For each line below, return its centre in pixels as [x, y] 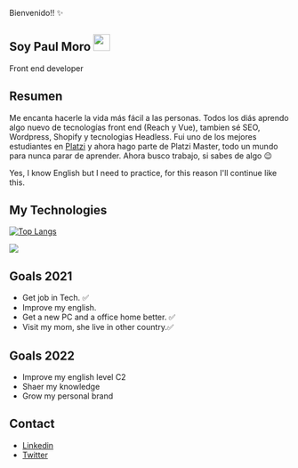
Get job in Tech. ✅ [56, 298]
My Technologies [58, 210]
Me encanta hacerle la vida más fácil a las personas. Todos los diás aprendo [149, 117]
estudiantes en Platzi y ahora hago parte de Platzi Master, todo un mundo [144, 146]
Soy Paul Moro [50, 47]
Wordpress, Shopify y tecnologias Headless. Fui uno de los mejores [133, 136]
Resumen [36, 97]
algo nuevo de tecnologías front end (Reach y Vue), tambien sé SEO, [135, 127]
